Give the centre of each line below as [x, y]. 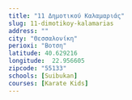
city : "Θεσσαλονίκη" [43, 38]
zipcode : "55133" [38, 69]
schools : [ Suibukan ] [43, 76]
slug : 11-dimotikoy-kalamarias [61, 23]
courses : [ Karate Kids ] [49, 83]
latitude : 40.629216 [43, 53]
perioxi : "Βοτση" [38, 46]
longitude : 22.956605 [47, 61]
